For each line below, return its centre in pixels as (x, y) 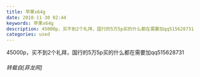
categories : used (28, 35)
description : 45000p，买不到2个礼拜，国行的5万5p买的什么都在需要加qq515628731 (100, 29)
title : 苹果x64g (26, 12)
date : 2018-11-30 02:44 (36, 18)
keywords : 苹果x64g (30, 23)
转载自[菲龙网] (24, 67)
